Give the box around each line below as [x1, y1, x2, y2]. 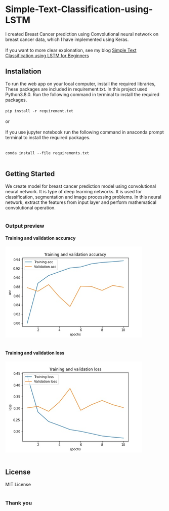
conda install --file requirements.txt [5, 150, 90, 155]
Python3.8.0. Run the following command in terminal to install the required [5, 91, 159, 97]
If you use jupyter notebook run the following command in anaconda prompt [5, 129, 164, 135]
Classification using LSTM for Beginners [5, 52, 90, 59]
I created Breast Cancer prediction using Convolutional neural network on [5, 31, 159, 37]
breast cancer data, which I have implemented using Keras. [5, 36, 129, 42]
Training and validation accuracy [5, 235, 76, 241]
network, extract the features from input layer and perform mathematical [5, 199, 157, 205]
